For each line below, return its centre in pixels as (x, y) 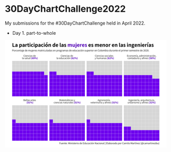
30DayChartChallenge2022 (65, 9)
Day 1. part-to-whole (34, 33)
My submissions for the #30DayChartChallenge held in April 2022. (75, 23)
